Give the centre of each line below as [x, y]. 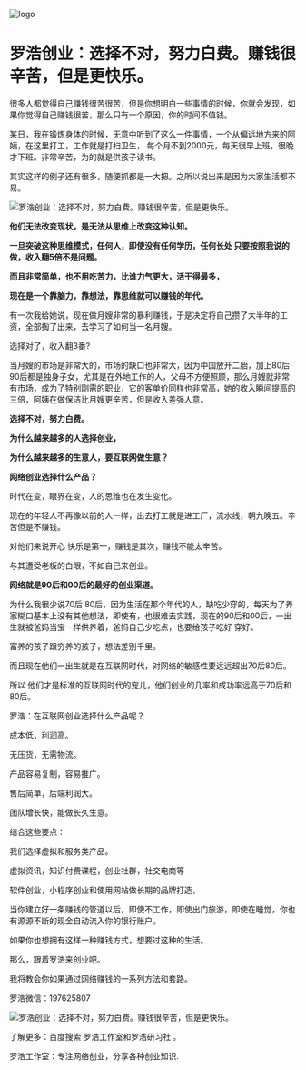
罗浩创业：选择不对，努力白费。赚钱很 [153, 54]
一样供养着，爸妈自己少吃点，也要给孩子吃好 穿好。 [162, 627]
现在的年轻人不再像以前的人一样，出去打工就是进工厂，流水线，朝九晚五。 [148, 515]
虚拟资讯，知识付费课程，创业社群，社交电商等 [97, 871]
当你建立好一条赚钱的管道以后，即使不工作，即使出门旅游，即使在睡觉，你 [148, 909]
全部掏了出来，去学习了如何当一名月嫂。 [101, 326]
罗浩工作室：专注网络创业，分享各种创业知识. [94, 1055]
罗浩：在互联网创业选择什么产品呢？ [77, 716]
